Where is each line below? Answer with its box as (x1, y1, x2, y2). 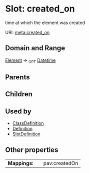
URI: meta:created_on (5, 29, 50, 35)
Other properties (5, 145, 58, 154)
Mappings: (7, 159, 34, 166)
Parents (5, 73, 30, 81)
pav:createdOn (43, 159, 78, 166)
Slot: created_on (5, 3, 75, 15)
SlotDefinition (12, 131, 41, 137)
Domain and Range (5, 44, 65, 53)
